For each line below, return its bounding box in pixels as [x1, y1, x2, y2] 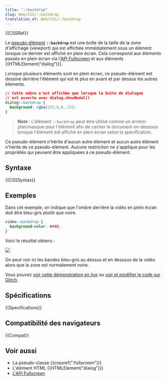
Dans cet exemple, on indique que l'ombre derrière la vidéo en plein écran [5, 205, 157, 211]
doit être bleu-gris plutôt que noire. [5, 210, 77, 216]
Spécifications [5, 291, 51, 300]
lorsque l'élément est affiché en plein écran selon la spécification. [17, 129, 153, 135]
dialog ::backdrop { [5, 100, 46, 105]
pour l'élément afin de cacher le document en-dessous [45, 124, 158, 129]
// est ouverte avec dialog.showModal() [5, 96, 90, 101]
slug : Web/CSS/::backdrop [5, 12, 59, 17]
